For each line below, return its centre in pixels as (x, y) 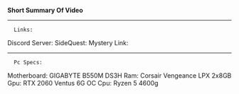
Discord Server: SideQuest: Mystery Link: (68, 43)
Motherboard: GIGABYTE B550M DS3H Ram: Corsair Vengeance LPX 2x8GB (119, 76)
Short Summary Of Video (45, 10)
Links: (23, 30)
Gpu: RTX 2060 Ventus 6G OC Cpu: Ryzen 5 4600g (83, 83)
